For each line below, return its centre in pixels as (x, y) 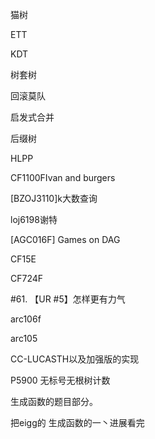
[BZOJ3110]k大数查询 (54, 198)
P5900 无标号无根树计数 (60, 380)
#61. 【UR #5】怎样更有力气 (68, 299)
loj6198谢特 (34, 219)
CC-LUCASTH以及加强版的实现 (75, 359)
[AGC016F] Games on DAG (65, 239)
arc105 (24, 338)
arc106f (26, 319)
